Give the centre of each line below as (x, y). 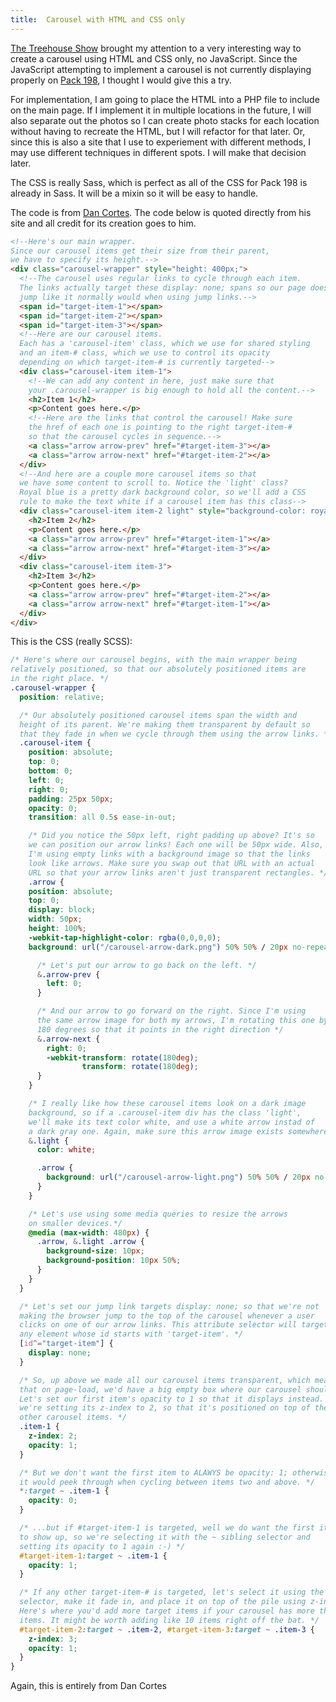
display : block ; (62, 910)
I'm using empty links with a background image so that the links (169, 854)
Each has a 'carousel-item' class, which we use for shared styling (165, 344)
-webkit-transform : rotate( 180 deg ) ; (122, 1057)
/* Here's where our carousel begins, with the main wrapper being (154, 660)
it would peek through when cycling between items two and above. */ (167, 1482)
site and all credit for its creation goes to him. (103, 223)
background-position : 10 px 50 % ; (114, 1261)
